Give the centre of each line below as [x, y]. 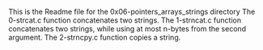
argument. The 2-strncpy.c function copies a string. [95, 37]
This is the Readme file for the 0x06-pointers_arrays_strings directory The [132, 12]
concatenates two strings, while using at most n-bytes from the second [127, 29]
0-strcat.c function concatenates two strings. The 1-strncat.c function [125, 20]
